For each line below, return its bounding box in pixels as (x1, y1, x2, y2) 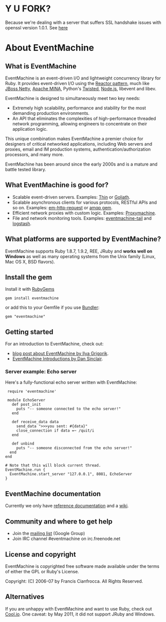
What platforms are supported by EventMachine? (5, 235, 162, 244)
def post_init (11, 402, 41, 407)
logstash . (12, 220, 31, 226)
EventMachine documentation (5, 489, 101, 498)
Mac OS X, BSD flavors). (5, 259, 55, 265)
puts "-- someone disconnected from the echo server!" (16, 445, 133, 450)
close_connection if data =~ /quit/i (16, 428, 94, 433)
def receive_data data (11, 420, 59, 425)
